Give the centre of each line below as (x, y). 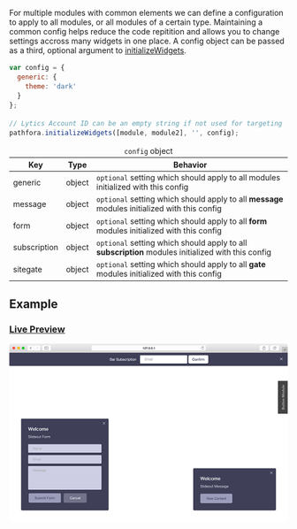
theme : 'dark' (51, 86)
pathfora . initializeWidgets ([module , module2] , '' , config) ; (124, 133)
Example (34, 304)
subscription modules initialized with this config (184, 252)
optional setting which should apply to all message (190, 199)
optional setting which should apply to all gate (181, 264)
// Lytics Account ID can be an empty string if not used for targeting (146, 124)
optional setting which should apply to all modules (188, 177)
